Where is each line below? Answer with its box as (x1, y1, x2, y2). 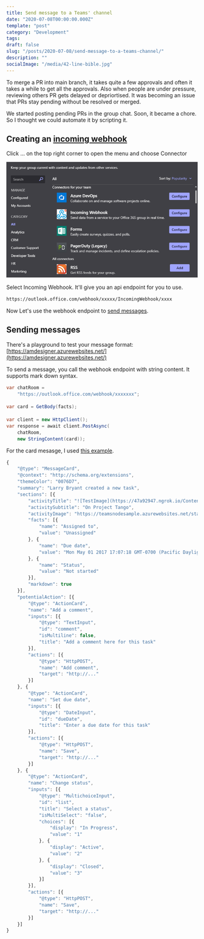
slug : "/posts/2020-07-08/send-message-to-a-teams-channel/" (6, 49, 165, 55)
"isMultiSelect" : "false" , (38, 812, 107, 818)
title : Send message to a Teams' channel (6, 10, 113, 16)
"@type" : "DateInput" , (38, 709, 97, 716)
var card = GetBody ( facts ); (6, 404, 78, 410)
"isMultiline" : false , (38, 632, 97, 639)
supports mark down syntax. (6, 372, 78, 379)
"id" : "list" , (38, 799, 75, 805)
